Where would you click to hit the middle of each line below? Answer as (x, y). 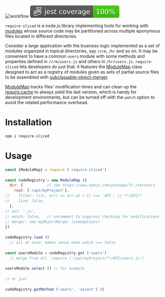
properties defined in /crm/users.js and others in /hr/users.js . (70, 61)
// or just (16, 279)
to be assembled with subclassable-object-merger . (57, 77)
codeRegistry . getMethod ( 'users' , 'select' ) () (55, 289)
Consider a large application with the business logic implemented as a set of (82, 46)
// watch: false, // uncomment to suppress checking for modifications (82, 217)
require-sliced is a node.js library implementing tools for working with (77, 26)
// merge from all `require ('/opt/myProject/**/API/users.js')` (78, 258)
